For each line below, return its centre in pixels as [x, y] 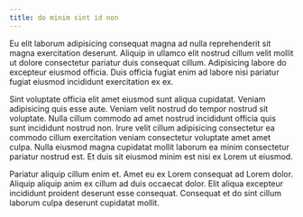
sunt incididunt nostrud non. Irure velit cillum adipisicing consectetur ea [142, 128]
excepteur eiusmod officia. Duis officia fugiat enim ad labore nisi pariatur [144, 72]
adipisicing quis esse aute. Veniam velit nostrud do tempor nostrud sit [139, 108]
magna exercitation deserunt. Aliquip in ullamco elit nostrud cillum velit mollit [151, 53]
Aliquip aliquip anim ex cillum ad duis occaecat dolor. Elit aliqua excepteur [147, 183]
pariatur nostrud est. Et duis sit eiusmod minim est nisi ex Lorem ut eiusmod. [151, 156]
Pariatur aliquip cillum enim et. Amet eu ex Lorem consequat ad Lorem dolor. [151, 174]
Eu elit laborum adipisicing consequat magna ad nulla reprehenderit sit [140, 43]
